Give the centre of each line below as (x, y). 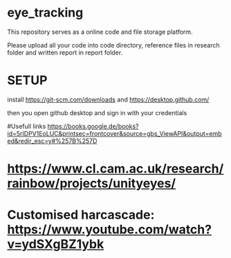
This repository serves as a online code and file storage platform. (100, 32)
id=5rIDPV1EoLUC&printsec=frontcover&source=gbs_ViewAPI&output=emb (115, 133)
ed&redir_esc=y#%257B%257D (52, 141)
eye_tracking (45, 13)
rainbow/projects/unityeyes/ (92, 183)
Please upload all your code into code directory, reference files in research (113, 45)
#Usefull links (27, 126)
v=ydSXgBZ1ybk (56, 245)
